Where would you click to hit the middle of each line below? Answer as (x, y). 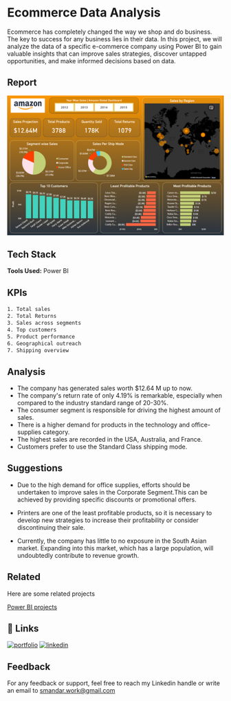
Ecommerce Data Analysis (84, 13)
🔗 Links (23, 628)
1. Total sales (29, 310)
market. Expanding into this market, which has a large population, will (115, 548)
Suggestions (35, 468)
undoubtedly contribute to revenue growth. (78, 555)
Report (22, 83)
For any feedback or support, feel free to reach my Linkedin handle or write (113, 683)
